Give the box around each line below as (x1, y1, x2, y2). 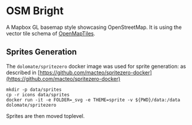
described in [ (6, 69, 40, 76)
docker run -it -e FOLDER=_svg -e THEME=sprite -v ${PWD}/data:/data (6, 97, 181, 103)
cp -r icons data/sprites (6, 91, 69, 98)
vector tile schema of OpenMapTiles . (6, 29, 95, 37)
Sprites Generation (6, 47, 77, 57)
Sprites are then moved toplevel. (6, 112, 85, 119)
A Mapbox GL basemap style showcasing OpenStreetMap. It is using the (6, 24, 182, 31)
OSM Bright (6, 4, 64, 18)
